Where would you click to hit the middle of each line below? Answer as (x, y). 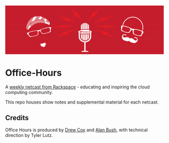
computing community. (29, 92)
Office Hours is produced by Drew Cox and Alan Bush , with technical (76, 130)
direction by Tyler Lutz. (29, 135)
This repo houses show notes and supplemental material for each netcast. (82, 102)
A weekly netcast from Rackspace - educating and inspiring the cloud (77, 87)
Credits (17, 117)
